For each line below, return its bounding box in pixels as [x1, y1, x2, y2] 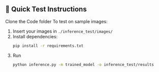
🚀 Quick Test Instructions [5, 5, 87, 14]
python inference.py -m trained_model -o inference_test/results [12, 62, 154, 67]
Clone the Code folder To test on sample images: [5, 18, 108, 24]
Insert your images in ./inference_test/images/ [12, 28, 113, 34]
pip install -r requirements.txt [12, 43, 84, 48]
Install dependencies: [12, 33, 58, 39]
